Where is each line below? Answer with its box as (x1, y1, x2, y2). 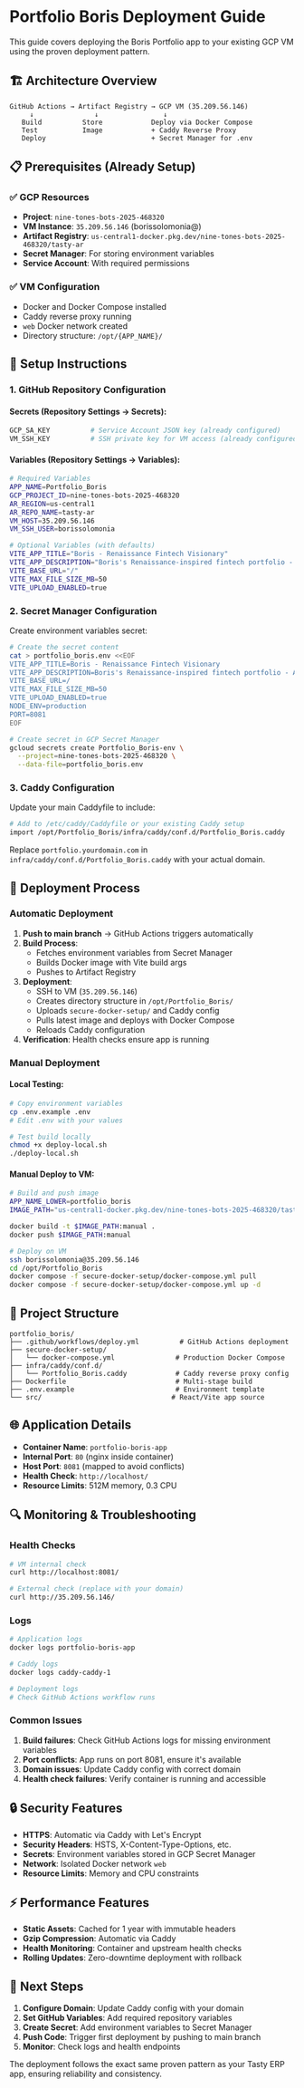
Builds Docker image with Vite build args (35, 957, 187, 967)
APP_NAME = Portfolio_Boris (9, 483, 107, 492)
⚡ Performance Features (9, 1895, 149, 1910)
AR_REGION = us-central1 (9, 499, 95, 508)
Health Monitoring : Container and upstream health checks (22, 1943, 242, 1954)
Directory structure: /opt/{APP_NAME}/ (22, 330, 163, 341)
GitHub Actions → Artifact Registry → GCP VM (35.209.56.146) (9, 101, 249, 111)
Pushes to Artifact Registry (35, 967, 137, 977)
